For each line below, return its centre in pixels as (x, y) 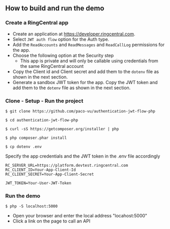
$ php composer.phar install (36, 138)
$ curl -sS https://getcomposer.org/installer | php (62, 129)
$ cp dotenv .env (24, 146)
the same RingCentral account (52, 66)
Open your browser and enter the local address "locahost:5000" (80, 216)
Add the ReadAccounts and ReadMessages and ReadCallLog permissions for (89, 45)
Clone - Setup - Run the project (44, 101)
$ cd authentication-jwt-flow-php (42, 120)
